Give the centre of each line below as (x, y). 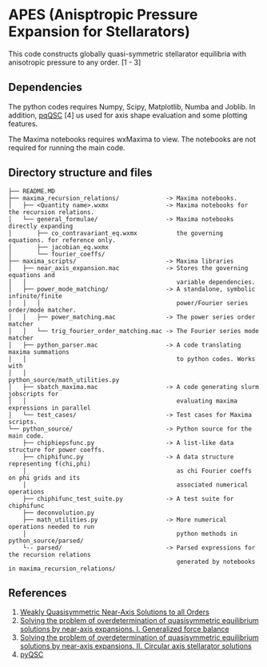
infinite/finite (35, 296)
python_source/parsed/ (46, 541)
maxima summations (39, 352)
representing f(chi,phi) (50, 464)
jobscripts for (34, 394)
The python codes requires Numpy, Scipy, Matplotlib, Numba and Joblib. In (132, 106)
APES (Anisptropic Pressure (103, 15)
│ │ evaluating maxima (123, 401)
